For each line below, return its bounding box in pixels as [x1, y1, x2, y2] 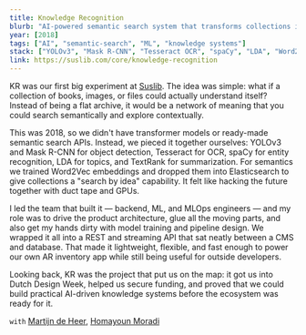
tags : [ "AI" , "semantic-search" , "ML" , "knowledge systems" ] [9, 38, 247, 48]
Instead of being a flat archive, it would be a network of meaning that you [9, 100, 284, 110]
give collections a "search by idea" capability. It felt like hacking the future [9, 176, 289, 187]
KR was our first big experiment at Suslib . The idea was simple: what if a [9, 81, 280, 91]
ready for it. [9, 298, 54, 309]
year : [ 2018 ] [9, 30, 59, 39]
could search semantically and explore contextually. [9, 110, 205, 120]
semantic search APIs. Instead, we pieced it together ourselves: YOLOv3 [9, 137, 282, 147]
